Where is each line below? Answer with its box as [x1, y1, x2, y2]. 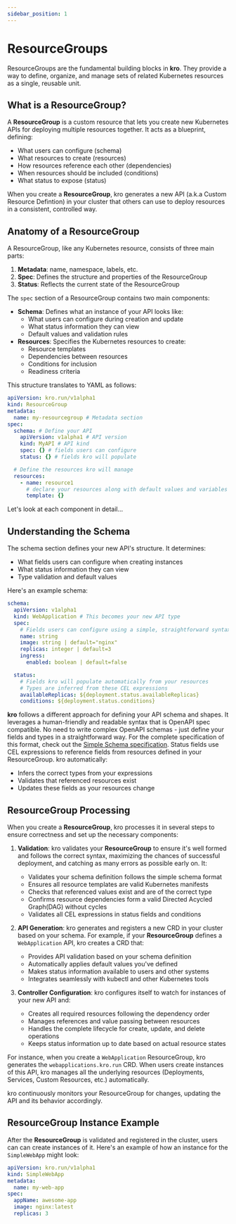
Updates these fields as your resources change [17, 784, 155, 793]
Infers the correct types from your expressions [17, 769, 153, 778]
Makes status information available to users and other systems [27, 967, 209, 976]
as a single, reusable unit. [7, 79, 81, 87]
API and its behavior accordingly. [7, 1097, 103, 1105]
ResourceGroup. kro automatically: [7, 755, 107, 764]
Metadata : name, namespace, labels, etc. [17, 265, 138, 274]
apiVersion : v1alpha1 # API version [20, 434, 128, 441]
